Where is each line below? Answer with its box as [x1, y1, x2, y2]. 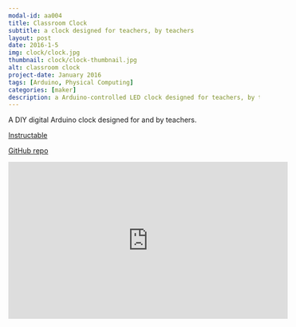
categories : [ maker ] [8, 85, 77, 94]
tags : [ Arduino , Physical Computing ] [8, 78, 134, 86]
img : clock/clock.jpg [8, 49, 81, 57]
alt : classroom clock [8, 64, 81, 72]
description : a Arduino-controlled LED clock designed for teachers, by [8, 93, 255, 101]
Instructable [8, 131, 48, 140]
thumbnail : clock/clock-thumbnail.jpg [8, 57, 137, 65]
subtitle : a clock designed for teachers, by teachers [8, 26, 195, 34]
